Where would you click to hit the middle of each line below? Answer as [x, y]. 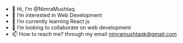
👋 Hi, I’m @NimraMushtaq [43, 9]
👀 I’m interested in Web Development [57, 15]
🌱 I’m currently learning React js [51, 21]
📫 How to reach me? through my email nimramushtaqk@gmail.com [94, 34]
